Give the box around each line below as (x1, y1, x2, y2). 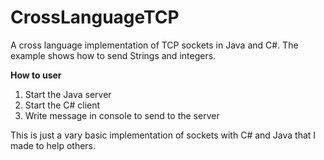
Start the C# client (24, 99, 101, 111)
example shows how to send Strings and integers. (10, 49, 217, 61)
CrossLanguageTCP (10, 6, 180, 29)
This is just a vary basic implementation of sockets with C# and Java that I (10, 129, 317, 141)
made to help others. (10, 139, 97, 151)
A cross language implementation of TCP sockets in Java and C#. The (10, 39, 299, 51)
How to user (10, 69, 62, 81)
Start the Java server (24, 88, 112, 100)
